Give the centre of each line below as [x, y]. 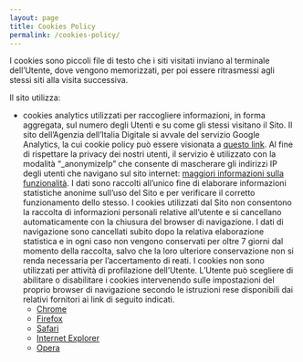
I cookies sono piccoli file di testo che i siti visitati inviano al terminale [140, 61]
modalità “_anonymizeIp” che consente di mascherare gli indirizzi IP [150, 164]
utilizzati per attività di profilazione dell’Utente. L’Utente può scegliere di [158, 271]
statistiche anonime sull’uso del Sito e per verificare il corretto [139, 193]
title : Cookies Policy [52, 26]
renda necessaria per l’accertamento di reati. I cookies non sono [143, 261]
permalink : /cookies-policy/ [65, 35]
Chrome [51, 309]
